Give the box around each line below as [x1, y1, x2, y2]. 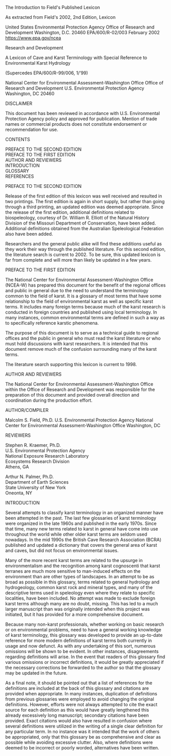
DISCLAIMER [5, 100, 33, 106]
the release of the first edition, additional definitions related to [5, 209, 135, 215]
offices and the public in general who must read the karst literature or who [5, 335, 161, 341]
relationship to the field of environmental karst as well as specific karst [5, 298, 154, 304]
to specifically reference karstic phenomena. [5, 320, 99, 326]
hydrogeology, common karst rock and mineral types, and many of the [5, 584, 153, 590]
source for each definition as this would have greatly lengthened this [5, 707, 149, 713]
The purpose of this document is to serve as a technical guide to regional [5, 330, 159, 335]
